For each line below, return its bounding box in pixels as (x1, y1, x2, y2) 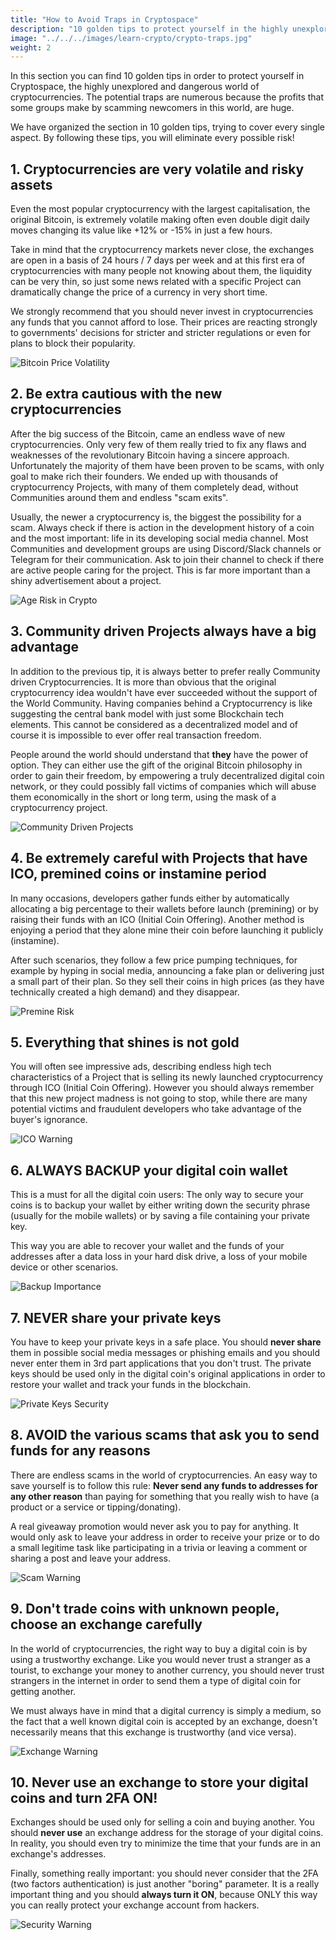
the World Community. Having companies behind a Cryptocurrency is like (10, 697, 313, 709)
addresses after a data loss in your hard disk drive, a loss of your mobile (10, 1251, 308, 1263)
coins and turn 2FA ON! (10, 1789, 158, 1806)
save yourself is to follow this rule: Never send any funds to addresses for (10, 1479, 318, 1491)
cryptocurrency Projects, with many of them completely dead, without (10, 481, 299, 493)
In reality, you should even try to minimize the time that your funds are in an (10, 1837, 321, 1850)
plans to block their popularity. (10, 337, 136, 350)
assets (10, 176, 53, 193)
